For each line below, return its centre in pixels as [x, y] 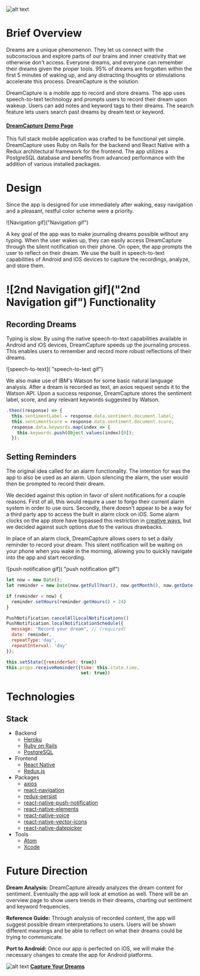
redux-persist [40, 796]
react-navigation [44, 790]
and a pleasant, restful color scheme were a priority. [70, 211]
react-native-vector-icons [55, 822]
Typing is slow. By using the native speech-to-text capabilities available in [97, 339]
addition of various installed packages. [54, 164]
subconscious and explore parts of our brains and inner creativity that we [96, 56]
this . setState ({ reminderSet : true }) [51, 662]
